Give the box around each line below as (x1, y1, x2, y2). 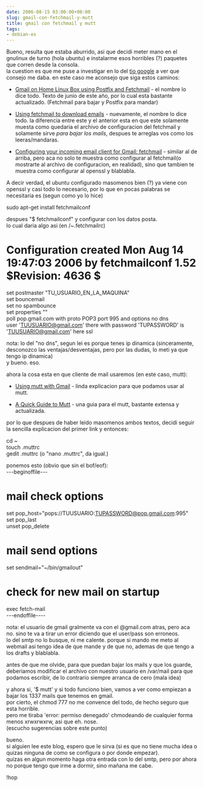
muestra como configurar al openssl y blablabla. (15, 168, 136, 175)
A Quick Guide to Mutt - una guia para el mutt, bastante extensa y (15, 401, 179, 408)
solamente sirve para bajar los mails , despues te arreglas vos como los (15, 130, 194, 137)
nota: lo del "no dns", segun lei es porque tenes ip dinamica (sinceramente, (6, 339, 194, 347)
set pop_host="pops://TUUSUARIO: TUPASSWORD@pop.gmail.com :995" (6, 509, 189, 517)
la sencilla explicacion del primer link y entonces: (6, 426, 129, 433)
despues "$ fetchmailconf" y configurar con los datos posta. (6, 216, 158, 223)
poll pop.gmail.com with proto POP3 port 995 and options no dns (6, 315, 168, 322)
